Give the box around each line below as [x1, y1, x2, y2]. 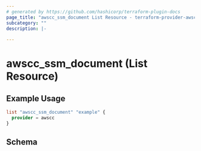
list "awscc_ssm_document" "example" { [6, 109, 106, 116]
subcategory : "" [6, 20, 47, 26]
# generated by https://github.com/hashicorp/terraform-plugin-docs [6, 8, 181, 15]
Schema [6, 137, 38, 147]
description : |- [6, 25, 47, 32]
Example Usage [6, 93, 66, 104]
